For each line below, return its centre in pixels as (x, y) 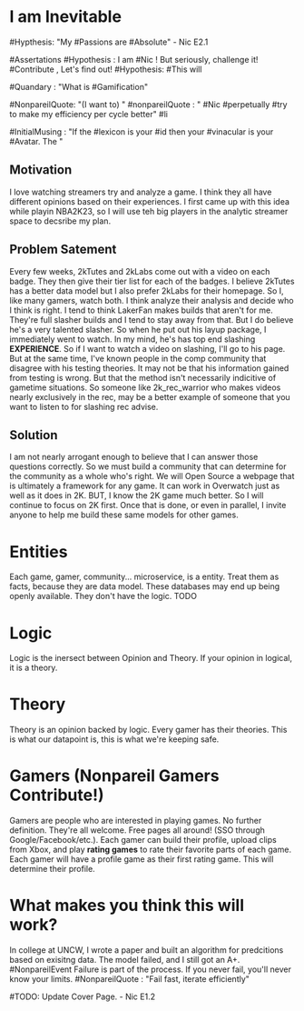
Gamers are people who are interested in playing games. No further (136, 821)
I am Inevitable (66, 17)
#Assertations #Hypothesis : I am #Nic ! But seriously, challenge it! (134, 59)
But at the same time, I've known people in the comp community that (138, 358)
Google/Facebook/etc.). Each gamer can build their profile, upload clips (143, 840)
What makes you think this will (127, 906)
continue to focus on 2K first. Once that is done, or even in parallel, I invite (148, 505)
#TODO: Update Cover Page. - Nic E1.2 (83, 996)
